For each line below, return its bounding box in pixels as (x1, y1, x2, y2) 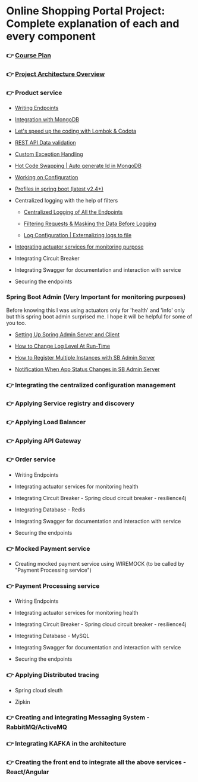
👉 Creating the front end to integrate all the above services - (6, 758, 186, 766)
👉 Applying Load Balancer (6, 418, 86, 427)
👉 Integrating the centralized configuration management (6, 381, 176, 389)
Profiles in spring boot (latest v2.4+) (14, 185, 104, 192)
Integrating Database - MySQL (14, 632, 90, 640)
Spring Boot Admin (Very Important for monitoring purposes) (6, 293, 186, 301)
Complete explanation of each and (6, 17, 180, 30)
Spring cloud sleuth (14, 686, 63, 694)
